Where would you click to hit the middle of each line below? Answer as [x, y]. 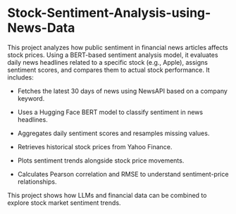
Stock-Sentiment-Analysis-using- [109, 13]
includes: [20, 77]
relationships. [37, 182]
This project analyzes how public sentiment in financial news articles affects [118, 47]
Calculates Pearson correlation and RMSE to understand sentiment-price [123, 174]
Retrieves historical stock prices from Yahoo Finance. [95, 146]
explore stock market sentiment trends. [64, 203]
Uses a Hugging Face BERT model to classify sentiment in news [110, 112]
